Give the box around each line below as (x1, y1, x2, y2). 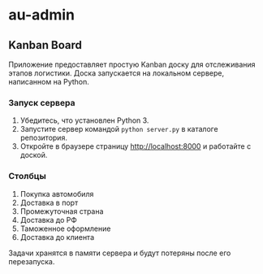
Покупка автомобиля (19, 189, 94, 198)
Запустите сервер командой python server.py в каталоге (19, 124, 218, 134)
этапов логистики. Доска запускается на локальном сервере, (8, 68, 225, 78)
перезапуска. (8, 256, 55, 266)
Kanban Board (8, 38, 83, 52)
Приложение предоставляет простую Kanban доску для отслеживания (8, 59, 256, 69)
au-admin (8, 6, 75, 24)
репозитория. (19, 133, 67, 143)
